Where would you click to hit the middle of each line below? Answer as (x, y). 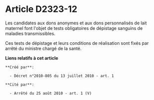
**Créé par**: (20, 67)
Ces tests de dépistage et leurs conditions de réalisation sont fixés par (77, 43)
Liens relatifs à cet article (32, 58)
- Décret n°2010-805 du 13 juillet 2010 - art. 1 (62, 76)
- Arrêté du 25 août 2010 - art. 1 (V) (51, 93)
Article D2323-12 (41, 9)
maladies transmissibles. (30, 33)
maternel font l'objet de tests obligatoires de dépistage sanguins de (74, 28)
